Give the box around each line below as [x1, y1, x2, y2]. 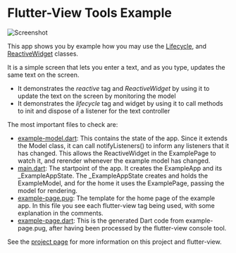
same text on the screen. [7, 70, 80, 79]
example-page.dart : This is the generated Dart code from [17, 216, 185, 225]
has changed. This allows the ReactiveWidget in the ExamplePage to [17, 149, 216, 157]
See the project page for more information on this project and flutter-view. [7, 237, 222, 246]
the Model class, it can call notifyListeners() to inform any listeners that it [17, 141, 230, 149]
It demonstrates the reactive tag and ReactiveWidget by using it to [17, 84, 210, 92]
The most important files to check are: [7, 120, 118, 128]
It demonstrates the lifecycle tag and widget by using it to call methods [17, 99, 223, 107]
